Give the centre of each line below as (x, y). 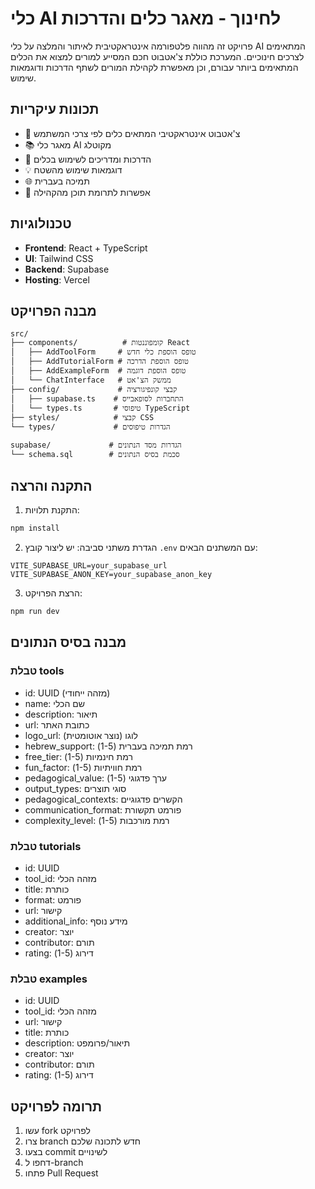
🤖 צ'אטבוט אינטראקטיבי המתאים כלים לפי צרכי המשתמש (132, 133)
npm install (35, 528)
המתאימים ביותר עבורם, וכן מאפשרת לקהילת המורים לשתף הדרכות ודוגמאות (154, 67)
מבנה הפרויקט (53, 310)
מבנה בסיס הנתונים (68, 642)
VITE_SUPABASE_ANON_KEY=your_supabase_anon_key (111, 575)
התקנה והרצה (51, 485)
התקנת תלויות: (52, 510)
